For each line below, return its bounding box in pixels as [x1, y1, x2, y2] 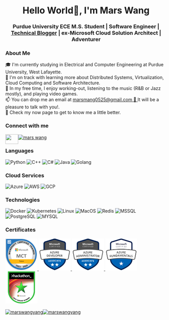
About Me [5, 50, 31, 57]
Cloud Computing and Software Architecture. [5, 80, 101, 86]
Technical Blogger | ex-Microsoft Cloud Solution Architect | [11, 29, 161, 36]
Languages [5, 147, 34, 155]
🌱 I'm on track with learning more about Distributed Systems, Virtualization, [5, 74, 164, 81]
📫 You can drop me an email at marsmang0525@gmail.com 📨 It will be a [5, 97, 159, 103]
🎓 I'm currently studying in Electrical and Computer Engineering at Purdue [5, 62, 164, 68]
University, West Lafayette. [5, 69, 62, 75]
